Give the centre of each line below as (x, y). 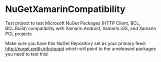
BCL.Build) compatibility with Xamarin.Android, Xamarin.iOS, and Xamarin (81, 28)
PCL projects (18, 33)
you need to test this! (27, 54)
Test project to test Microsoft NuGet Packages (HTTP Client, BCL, (73, 23)
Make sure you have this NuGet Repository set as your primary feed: (76, 43)
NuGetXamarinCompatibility (65, 9)
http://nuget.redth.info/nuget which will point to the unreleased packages (81, 48)
